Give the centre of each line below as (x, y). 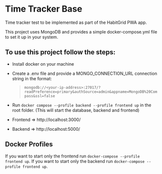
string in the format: (32, 78)
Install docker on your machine (43, 64)
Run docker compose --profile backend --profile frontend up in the (82, 105)
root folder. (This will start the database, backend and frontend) (76, 110)
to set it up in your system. (32, 37)
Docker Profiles (29, 144)
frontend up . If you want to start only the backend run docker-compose (75, 161)
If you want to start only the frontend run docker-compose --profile (72, 156)
